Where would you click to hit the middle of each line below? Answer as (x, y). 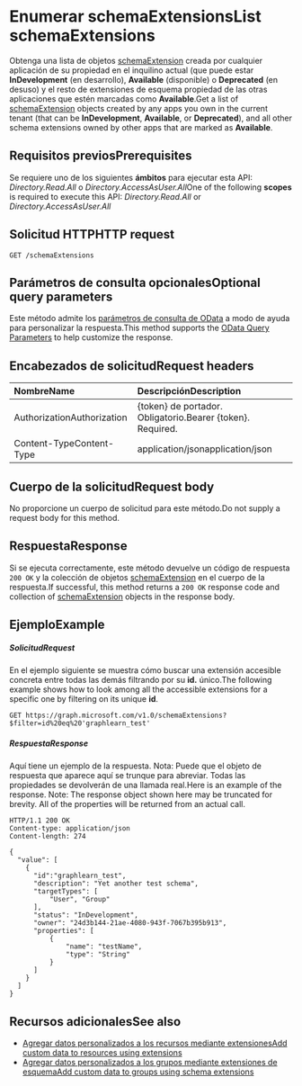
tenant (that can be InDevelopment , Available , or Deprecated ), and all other (151, 118)
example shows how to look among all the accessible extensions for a (138, 689)
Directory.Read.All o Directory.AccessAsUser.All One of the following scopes (151, 187)
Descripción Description (189, 391)
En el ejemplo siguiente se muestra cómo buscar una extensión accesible (145, 670)
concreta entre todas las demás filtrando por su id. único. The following (141, 680)
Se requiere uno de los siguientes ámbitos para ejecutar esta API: (131, 177)
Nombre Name (44, 391)
